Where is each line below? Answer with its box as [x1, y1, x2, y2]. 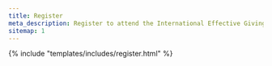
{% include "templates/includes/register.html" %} [8, 49, 173, 59]
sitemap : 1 [8, 27, 45, 35]
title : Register [8, 11, 63, 20]
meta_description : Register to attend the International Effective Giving [8, 19, 266, 27]
